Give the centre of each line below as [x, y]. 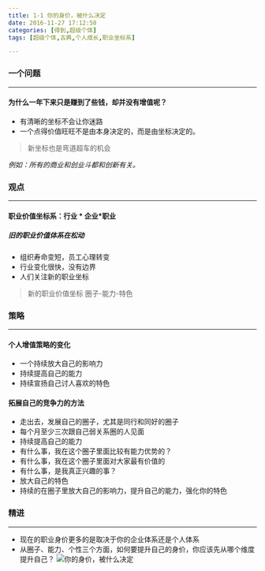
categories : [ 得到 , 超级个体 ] [52, 30]
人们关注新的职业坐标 [54, 276]
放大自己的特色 [44, 481]
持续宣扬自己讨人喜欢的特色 [65, 383]
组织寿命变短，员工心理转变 [65, 256]
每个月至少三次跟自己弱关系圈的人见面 [82, 431]
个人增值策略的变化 [39, 345]
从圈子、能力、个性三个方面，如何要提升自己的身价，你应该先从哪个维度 [137, 549]
